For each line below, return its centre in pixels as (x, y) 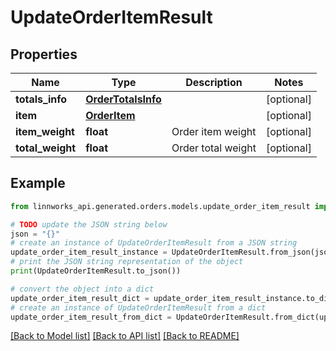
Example (38, 183)
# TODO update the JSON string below (89, 224)
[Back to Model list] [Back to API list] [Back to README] (125, 336)
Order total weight (214, 148)
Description (214, 82)
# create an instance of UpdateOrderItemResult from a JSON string (154, 243)
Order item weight (214, 131)
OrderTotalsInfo (123, 99)
